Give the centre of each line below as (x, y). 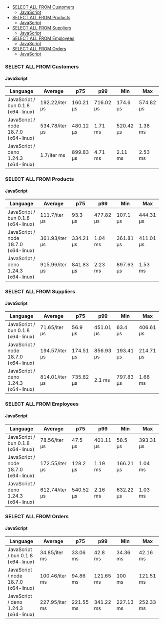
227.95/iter (53, 602)
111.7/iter (52, 215)
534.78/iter (53, 126)
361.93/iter (53, 238)
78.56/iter (52, 440)
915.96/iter (53, 265)
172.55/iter (53, 463)
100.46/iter (53, 575)
